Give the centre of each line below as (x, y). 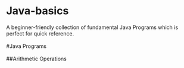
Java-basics (38, 11)
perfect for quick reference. (40, 33)
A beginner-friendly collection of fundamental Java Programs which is (92, 27)
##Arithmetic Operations (36, 59)
